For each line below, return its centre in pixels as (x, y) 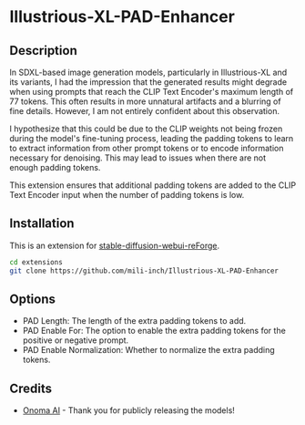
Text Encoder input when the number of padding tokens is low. (127, 195)
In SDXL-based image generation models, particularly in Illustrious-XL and (148, 72)
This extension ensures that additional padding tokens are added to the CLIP (153, 185)
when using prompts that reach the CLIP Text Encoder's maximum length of (152, 92)
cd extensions (36, 262)
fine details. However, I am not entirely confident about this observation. (145, 111)
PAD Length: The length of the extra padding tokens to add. (134, 321)
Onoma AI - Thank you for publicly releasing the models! (128, 410)
